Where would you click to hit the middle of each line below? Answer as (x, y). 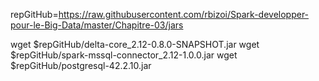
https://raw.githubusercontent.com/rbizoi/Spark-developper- (184, 14)
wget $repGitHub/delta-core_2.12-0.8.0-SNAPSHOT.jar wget (135, 44)
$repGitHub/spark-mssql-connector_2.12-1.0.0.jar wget (124, 55)
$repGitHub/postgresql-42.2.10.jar (81, 65)
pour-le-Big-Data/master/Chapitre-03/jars (97, 25)
